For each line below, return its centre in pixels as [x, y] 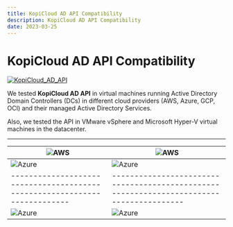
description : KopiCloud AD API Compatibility [74, 20]
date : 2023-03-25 [32, 26]
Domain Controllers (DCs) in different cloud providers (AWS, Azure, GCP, [111, 101]
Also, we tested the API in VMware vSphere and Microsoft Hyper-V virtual [112, 121]
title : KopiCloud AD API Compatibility [65, 14]
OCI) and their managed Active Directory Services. [80, 108]
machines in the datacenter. [47, 129]
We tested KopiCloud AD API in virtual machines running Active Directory [112, 94]
